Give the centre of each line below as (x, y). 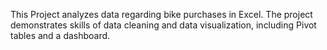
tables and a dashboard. (60, 35)
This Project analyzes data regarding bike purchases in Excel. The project (161, 14)
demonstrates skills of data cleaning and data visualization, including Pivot (163, 25)
